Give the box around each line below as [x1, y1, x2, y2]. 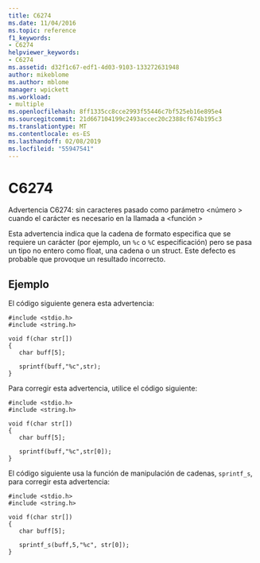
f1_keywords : [8, 33, 52, 42]
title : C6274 [8, 11, 52, 20]
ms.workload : [8, 93, 52, 101]
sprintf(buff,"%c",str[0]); [18, 448, 112, 456]
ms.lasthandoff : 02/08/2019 [8, 137, 102, 146]
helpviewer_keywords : [8, 49, 80, 56]
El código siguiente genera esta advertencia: [8, 299, 155, 309]
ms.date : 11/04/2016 [8, 19, 77, 27]
